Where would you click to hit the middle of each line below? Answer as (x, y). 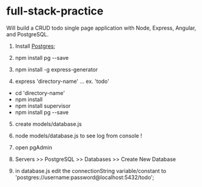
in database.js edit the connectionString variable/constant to (91, 171)
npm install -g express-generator (56, 69)
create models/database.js (48, 124)
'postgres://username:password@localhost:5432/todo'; (85, 177)
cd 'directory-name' (40, 93)
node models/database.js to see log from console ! (79, 136)
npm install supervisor (43, 106)
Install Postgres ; (35, 46)
